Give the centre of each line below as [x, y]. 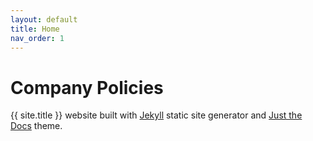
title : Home [35, 29]
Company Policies [87, 87]
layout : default [44, 19]
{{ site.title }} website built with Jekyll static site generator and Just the [156, 115]
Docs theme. [36, 126]
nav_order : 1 [37, 38]
